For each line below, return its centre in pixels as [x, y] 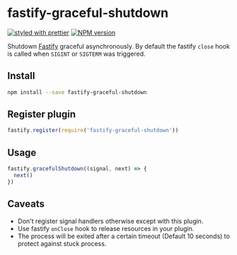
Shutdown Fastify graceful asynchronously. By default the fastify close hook [118, 46]
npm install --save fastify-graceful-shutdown [77, 92]
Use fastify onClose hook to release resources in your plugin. [106, 228]
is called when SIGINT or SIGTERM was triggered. [77, 54]
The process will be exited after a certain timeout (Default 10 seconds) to [123, 236]
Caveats [26, 204]
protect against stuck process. [62, 243]
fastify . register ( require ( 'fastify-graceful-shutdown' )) [93, 131]
